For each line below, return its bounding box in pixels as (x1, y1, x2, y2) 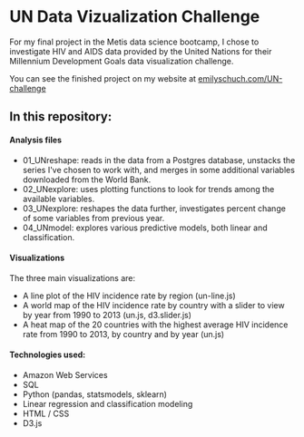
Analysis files (9, 134, 62, 145)
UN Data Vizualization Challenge (9, 6, 260, 27)
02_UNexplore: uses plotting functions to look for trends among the (22, 183, 275, 194)
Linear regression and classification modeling (22, 398, 193, 409)
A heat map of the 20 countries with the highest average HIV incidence (22, 319, 289, 330)
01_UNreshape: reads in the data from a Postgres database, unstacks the (22, 154, 296, 165)
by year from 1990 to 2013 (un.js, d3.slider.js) (22, 309, 192, 320)
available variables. (22, 193, 95, 204)
